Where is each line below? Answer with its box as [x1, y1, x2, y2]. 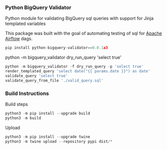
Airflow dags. [5, 35, 33, 41]
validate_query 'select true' [5, 73, 68, 78]
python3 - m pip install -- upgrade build [5, 110, 91, 116]
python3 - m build [5, 115, 41, 120]
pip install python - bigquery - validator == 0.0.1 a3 [5, 45, 108, 50]
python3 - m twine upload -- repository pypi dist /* [5, 139, 113, 144]
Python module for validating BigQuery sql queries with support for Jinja [5, 15, 154, 21]
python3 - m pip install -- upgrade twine [5, 134, 91, 139]
